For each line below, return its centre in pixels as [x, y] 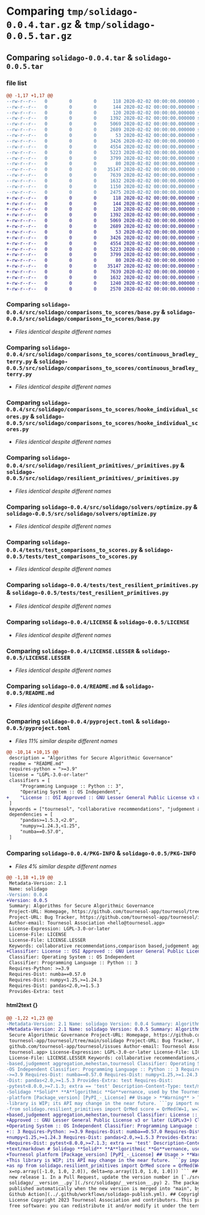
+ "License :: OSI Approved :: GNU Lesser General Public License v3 [101, 797]
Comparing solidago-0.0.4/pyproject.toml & [73, 722]
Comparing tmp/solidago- [72, 11]
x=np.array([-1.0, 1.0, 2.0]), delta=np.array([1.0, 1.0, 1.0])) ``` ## [103, 1172]
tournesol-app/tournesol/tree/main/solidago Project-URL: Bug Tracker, [102, 1041]
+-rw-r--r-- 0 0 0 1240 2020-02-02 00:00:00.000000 [101, 283]
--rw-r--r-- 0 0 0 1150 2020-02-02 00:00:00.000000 [101, 186]
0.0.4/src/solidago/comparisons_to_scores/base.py [83, 312]
